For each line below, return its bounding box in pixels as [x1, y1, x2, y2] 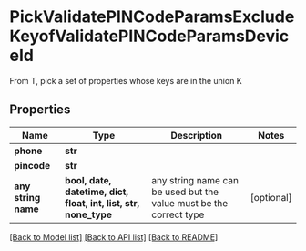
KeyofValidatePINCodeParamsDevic [9, 26, 290, 47]
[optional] [250, 191, 292, 204]
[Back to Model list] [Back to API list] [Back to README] [9, 231, 219, 243]
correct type [151, 208, 205, 221]
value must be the [151, 196, 229, 209]
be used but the [151, 185, 219, 198]
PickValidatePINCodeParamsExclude [9, 6, 295, 27]
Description [170, 129, 223, 141]
